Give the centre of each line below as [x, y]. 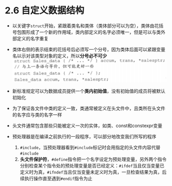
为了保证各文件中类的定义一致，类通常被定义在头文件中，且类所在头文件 [89, 108]
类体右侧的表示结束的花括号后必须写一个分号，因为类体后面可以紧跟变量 [89, 49]
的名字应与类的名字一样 [37, 115]
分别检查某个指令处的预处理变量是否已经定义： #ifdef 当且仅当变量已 [92, 166]
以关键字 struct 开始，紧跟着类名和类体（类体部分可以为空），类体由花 [85, 26]
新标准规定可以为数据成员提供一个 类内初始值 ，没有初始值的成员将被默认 [89, 91]
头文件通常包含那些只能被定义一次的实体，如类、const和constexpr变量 [87, 126]
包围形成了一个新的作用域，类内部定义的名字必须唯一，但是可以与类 [89, 32]
